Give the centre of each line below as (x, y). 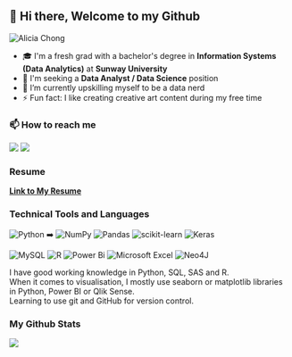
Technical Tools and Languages (79, 214)
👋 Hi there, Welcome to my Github (105, 17)
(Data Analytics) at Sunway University (95, 69)
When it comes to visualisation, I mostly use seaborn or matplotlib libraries (146, 281)
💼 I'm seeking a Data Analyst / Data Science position (120, 78)
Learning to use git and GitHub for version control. (102, 301)
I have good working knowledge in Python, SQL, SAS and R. (119, 272)
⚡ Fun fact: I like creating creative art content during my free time (142, 97)
